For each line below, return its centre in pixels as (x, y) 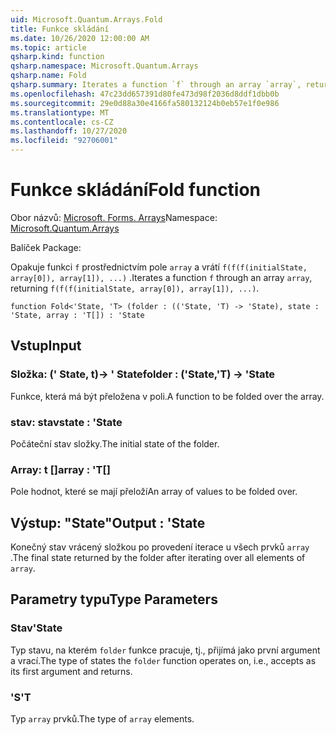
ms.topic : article (48, 47)
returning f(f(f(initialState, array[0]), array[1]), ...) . (135, 288)
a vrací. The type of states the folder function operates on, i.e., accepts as (163, 660)
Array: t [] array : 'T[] (60, 469)
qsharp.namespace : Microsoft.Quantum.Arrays (104, 66)
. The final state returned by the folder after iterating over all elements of (158, 558)
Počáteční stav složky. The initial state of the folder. (115, 443)
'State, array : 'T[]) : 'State (77, 315)
